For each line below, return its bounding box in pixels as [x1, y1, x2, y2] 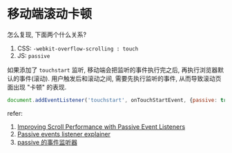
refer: [7, 109, 23, 117]
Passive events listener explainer [17, 130, 110, 138]
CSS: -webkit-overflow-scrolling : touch [17, 44, 139, 52]
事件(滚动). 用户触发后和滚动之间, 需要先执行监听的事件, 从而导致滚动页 [19, 74, 222, 83]
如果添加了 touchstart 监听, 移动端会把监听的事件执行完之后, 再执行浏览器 [7, 65, 218, 74]
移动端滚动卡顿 [7, 6, 93, 22]
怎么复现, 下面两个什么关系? [7, 30, 87, 39]
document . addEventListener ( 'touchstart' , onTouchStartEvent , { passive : [7, 96, 217, 103]
